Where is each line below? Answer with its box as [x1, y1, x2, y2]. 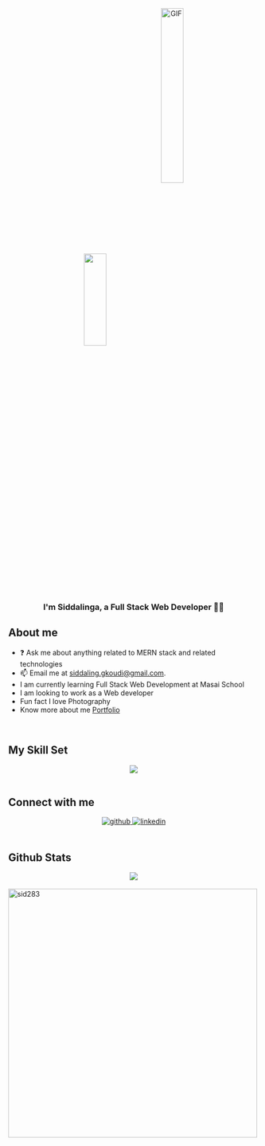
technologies [19, 659, 63, 668]
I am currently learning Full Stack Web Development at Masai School [19, 679, 245, 689]
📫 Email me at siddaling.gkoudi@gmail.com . [19, 668, 166, 678]
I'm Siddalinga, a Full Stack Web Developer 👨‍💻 [43, 601, 224, 612]
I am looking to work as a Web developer [19, 688, 154, 698]
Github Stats [8, 851, 72, 864]
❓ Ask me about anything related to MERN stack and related [19, 647, 216, 657]
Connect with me [8, 796, 95, 809]
